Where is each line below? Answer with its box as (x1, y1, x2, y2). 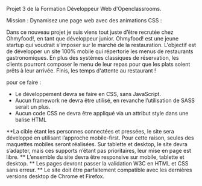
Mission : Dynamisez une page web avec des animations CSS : (6, 17, 162, 24)
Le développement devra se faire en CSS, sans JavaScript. (14, 91, 162, 97)
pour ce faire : (6, 79, 41, 86)
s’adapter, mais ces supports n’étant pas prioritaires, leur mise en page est (6, 147, 191, 154)
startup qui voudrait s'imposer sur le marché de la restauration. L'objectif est (6, 42, 197, 48)
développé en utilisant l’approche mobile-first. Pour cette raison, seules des (6, 134, 194, 141)
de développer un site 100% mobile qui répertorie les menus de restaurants (6, 48, 194, 55)
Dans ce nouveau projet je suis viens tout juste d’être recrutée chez (6, 28, 174, 36)
